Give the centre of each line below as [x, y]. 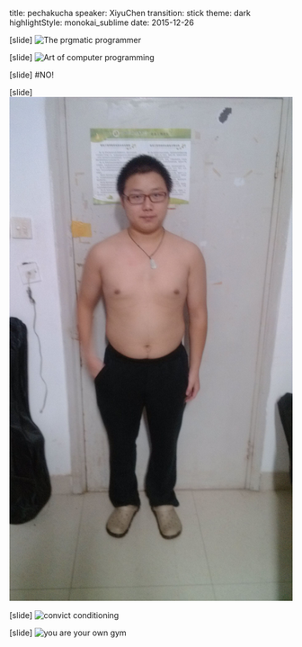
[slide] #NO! [32, 75]
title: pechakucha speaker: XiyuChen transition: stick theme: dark [130, 13]
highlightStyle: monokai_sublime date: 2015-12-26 [102, 22]
